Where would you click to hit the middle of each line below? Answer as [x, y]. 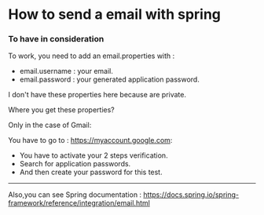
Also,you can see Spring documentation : [75, 195]
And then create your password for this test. [91, 172]
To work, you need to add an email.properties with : [92, 56]
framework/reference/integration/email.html [79, 203]
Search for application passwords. [75, 164]
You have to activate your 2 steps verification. [93, 155]
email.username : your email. [66, 71]
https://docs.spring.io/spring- [191, 195]
